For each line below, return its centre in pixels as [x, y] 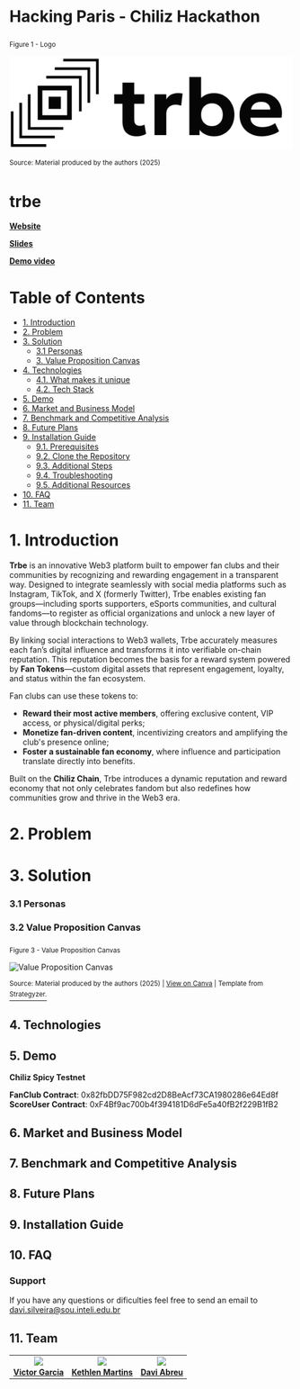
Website [25, 226]
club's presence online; [66, 742]
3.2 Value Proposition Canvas [75, 927]
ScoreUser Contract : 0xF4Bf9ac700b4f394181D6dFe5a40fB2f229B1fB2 [144, 1105]
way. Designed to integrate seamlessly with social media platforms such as [148, 585]
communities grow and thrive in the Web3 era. [95, 798]
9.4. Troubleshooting [74, 475]
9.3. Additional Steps [74, 466]
